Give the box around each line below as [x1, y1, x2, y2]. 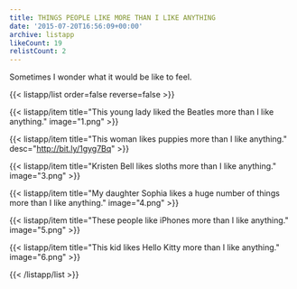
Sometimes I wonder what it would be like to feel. [9, 71, 192, 82]
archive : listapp [9, 30, 75, 39]
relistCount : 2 [9, 47, 67, 56]
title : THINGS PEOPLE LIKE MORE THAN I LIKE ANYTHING [9, 13, 217, 23]
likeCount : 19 [9, 38, 63, 48]
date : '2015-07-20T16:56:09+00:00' [9, 22, 144, 31]
